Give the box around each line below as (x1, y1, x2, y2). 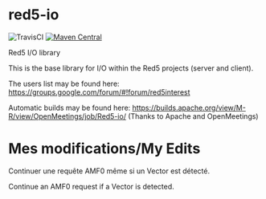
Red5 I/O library (8, 47, 61, 57)
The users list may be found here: (8, 79, 120, 88)
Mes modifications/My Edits (8, 140, 201, 158)
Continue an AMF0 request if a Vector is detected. (8, 181, 174, 191)
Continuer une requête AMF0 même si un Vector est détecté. (8, 166, 211, 176)
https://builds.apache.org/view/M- (132, 103, 247, 112)
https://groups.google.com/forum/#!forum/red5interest (8, 87, 190, 97)
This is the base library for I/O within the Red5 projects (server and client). (8, 63, 254, 73)
